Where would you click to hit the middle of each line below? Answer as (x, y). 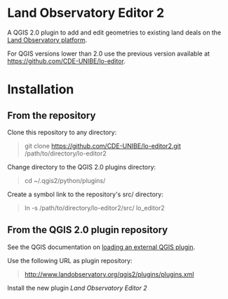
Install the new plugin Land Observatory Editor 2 (77, 288)
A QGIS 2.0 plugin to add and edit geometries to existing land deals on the (114, 32)
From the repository (52, 115)
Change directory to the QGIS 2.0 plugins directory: (82, 167)
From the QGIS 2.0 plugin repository (88, 230)
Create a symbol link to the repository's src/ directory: (85, 194)
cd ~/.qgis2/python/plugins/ (65, 180)
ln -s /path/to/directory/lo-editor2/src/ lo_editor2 (94, 208)
